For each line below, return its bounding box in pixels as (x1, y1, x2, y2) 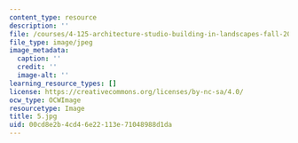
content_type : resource (9, 12, 98, 22)
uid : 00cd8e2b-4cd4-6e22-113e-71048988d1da (9, 121, 173, 130)
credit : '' (17, 63, 58, 72)
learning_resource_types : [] (9, 79, 117, 88)
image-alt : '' (17, 71, 69, 80)
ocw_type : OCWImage (9, 95, 82, 105)
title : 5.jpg (9, 112, 58, 121)
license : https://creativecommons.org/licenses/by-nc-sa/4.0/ (9, 87, 244, 96)
